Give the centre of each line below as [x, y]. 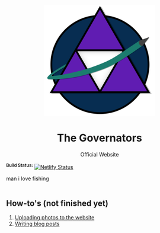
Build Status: [20, 165]
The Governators [100, 138]
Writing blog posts [37, 224]
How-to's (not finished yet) [57, 203]
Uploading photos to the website [55, 218]
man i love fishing [28, 178]
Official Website [100, 154]
